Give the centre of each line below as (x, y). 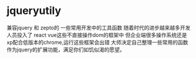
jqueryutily (34, 11)
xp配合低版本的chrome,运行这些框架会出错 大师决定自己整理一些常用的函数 (97, 42)
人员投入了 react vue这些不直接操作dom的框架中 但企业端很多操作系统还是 (97, 35)
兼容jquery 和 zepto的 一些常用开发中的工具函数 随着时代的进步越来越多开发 (99, 27)
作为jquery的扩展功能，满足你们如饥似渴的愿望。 (66, 49)
